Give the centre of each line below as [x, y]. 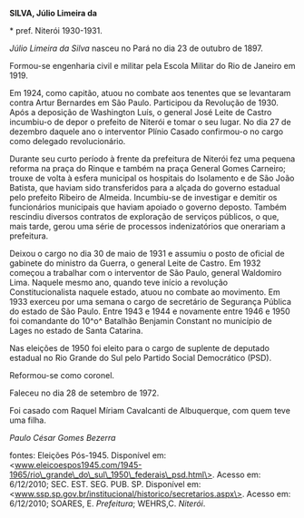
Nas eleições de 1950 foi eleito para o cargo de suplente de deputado [140, 348]
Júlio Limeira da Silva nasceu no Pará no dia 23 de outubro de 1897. [136, 48]
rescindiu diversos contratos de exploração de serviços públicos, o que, [144, 216]
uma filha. [28, 420]
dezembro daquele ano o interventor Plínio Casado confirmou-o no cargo [147, 132]
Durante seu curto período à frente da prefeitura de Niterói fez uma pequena [152, 159]
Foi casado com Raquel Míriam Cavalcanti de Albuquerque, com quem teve [150, 410]
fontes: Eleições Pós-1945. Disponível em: [88, 455]
